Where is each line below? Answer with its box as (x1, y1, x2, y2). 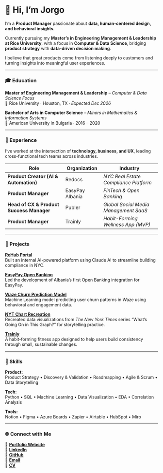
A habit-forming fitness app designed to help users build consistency (5, 336, 143, 342)
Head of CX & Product (7, 201, 60, 208)
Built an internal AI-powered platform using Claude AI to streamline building (5, 257, 156, 263)
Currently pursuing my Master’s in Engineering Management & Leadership (5, 35, 157, 41)
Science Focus (5, 95, 35, 101)
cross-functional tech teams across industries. (5, 153, 98, 159)
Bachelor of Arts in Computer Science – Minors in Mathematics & (5, 110, 138, 116)
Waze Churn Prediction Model (5, 291, 67, 297)
